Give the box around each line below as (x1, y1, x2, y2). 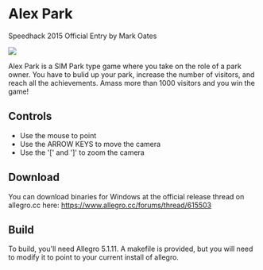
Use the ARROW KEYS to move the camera (19, 139, 161, 148)
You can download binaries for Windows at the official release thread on (8, 191, 245, 201)
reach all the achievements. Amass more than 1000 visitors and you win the (8, 78, 256, 87)
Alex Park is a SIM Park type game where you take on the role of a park (8, 61, 242, 71)
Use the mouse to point (19, 130, 97, 140)
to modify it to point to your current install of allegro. (8, 253, 179, 262)
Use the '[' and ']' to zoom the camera (19, 148, 145, 157)
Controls (8, 110, 52, 123)
